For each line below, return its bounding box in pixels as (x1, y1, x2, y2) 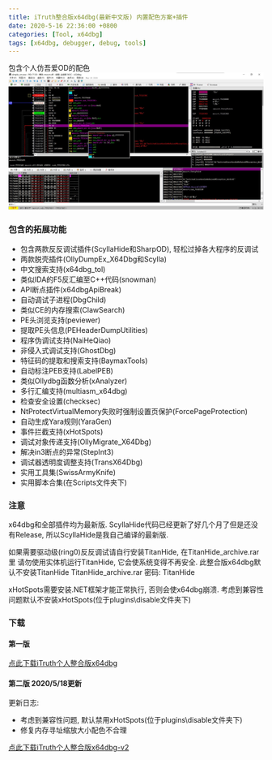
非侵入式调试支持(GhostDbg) (19, 345, 117, 355)
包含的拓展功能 (8, 224, 67, 235)
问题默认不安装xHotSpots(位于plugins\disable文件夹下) (8, 595, 192, 605)
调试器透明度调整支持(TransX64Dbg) (19, 457, 143, 467)
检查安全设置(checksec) (19, 396, 101, 406)
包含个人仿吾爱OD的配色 (8, 63, 91, 73)
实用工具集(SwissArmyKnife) (19, 467, 116, 477)
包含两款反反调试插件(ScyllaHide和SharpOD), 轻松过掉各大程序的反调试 (19, 244, 259, 253)
